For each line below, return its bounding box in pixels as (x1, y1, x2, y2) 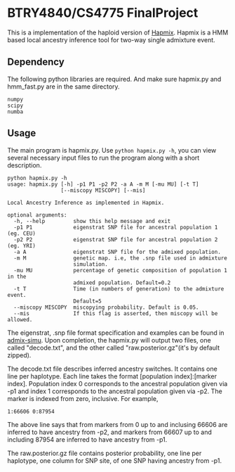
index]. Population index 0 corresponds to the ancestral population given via (7, 379, 228, 388)
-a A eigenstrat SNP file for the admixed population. (13, 248, 221, 255)
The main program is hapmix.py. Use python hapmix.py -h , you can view (7, 146, 217, 154)
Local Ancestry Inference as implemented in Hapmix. (7, 199, 165, 206)
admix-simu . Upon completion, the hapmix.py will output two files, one (7, 336, 212, 344)
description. (7, 160, 42, 170)
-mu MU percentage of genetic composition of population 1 (13, 267, 228, 274)
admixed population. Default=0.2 (73, 279, 171, 286)
